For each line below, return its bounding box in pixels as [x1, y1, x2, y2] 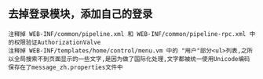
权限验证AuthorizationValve [13, 38, 101, 46]
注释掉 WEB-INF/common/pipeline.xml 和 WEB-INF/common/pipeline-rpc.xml [8, 30, 247, 38]
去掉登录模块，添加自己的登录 [8, 7, 153, 21]
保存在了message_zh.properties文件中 [8, 63, 123, 71]
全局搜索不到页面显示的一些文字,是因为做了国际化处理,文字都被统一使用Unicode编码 [13, 55, 250, 63]
